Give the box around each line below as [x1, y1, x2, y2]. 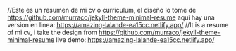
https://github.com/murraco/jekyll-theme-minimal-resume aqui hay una [7, 13, 215, 22]
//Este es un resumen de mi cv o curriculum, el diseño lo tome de [7, 6, 197, 14]
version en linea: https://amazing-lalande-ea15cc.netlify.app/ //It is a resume [7, 21, 229, 29]
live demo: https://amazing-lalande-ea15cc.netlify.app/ [56, 36, 215, 44]
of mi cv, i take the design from [7, 28, 97, 36]
